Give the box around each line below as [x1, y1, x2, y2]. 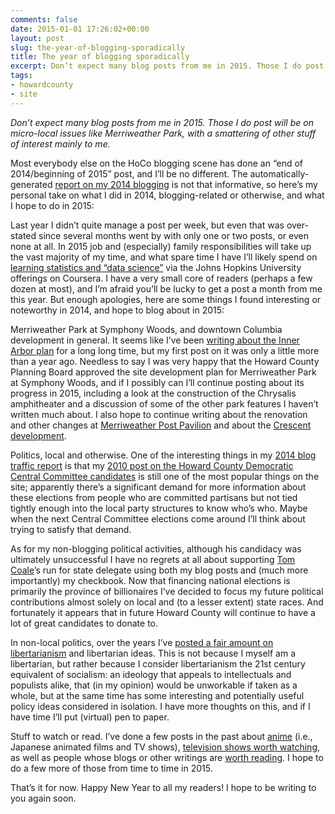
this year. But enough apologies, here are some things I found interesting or [10, 293, 322, 305]
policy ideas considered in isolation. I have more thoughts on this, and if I [10, 700, 311, 712]
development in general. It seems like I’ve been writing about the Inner [10, 334, 300, 346]
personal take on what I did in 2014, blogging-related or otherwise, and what [10, 189, 325, 201]
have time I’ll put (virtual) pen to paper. [10, 711, 170, 723]
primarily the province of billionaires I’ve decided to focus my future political [10, 585, 324, 597]
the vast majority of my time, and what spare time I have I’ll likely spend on [10, 251, 318, 263]
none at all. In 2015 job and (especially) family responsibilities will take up [10, 240, 312, 252]
